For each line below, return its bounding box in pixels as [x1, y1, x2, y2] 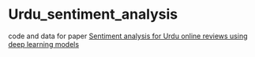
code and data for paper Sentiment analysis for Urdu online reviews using [8, 31, 248, 41]
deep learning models [8, 39, 80, 48]
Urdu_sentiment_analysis [8, 5, 178, 23]
